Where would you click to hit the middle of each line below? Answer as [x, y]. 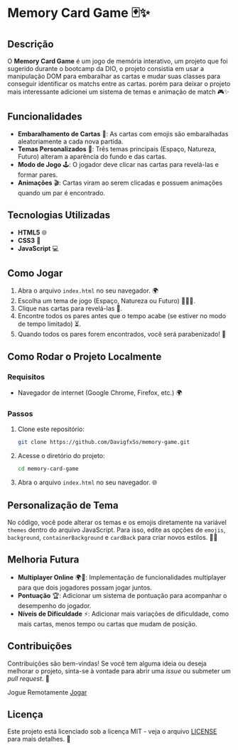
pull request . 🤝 [28, 678]
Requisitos [26, 376]
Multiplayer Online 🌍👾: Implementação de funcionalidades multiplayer [121, 577]
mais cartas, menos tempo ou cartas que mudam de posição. [107, 624]
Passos [20, 414]
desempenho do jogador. [54, 605]
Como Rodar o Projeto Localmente [85, 356]
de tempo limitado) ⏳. [49, 324]
